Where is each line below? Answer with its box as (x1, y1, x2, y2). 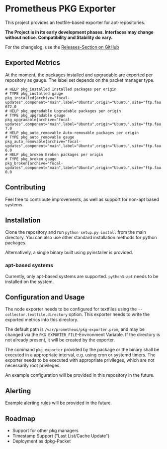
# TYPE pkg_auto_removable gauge (5, 135, 75, 140)
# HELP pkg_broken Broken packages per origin (5, 152, 103, 157)
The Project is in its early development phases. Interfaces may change (5, 29, 154, 35)
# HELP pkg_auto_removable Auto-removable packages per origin (5, 130, 139, 135)
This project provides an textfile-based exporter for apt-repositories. (5, 19, 146, 25)
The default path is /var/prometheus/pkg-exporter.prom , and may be (5, 326, 145, 332)
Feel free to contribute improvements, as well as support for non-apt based (5, 196, 159, 202)
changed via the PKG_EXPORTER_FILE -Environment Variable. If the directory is (5, 332, 160, 338)
